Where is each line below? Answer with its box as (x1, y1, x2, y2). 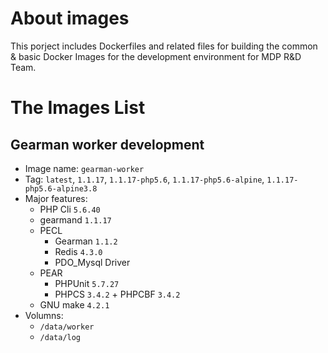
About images (10, 7, 130, 30)
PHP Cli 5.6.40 (39, 203, 101, 215)
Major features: (24, 192, 88, 204)
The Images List (10, 97, 146, 119)
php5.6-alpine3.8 (24, 183, 98, 194)
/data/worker (39, 322, 95, 332)
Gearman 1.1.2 (54, 235, 118, 247)
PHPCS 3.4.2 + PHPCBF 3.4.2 (54, 288, 181, 300)
